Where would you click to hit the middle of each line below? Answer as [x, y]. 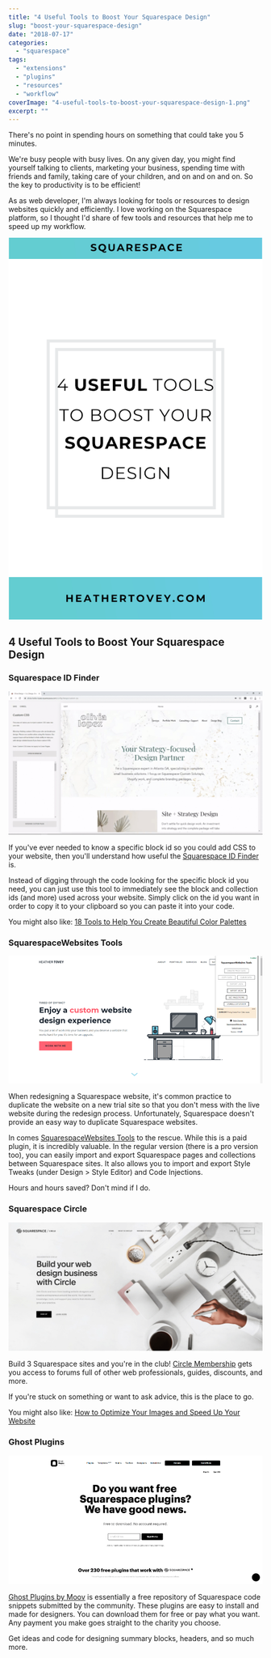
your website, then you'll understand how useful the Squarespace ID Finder [134, 856]
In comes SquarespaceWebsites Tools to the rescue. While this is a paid [128, 1138]
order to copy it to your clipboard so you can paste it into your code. [122, 906]
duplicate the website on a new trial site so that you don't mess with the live [134, 1105]
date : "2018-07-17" [41, 34]
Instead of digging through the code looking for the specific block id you [129, 880]
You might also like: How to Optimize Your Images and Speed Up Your [124, 1413]
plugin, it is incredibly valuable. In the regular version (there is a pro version [133, 1147]
